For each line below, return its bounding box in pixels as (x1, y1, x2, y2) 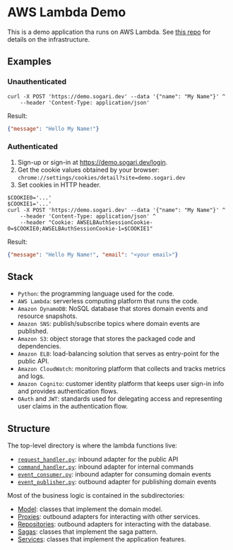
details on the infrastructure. (7, 35, 90, 43)
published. (17, 327, 49, 336)
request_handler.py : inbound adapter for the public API (17, 455, 179, 464)
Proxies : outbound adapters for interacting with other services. (17, 513, 201, 521)
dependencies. (17, 342, 61, 351)
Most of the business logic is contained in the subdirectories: (7, 491, 185, 500)
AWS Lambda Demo (7, 4, 126, 21)
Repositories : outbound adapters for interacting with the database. (17, 520, 212, 529)
